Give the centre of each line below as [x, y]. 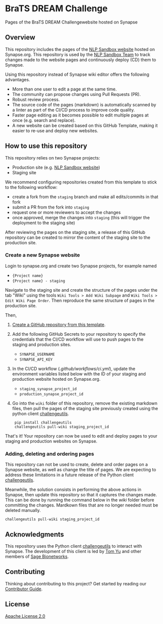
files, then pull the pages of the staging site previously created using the [85, 408]
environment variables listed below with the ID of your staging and [79, 374]
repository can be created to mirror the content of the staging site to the [78, 237]
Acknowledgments [35, 534]
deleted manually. [23, 510]
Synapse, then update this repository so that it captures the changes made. [81, 495]
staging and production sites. [42, 344]
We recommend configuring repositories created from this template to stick [81, 182]
